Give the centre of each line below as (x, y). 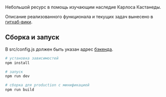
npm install (17, 63)
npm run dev (17, 76)
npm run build (20, 90)
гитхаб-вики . (19, 22)
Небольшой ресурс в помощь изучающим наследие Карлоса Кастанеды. (83, 7)
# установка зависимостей (32, 58)
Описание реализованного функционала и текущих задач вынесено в (79, 16)
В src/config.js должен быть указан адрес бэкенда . (59, 49)
